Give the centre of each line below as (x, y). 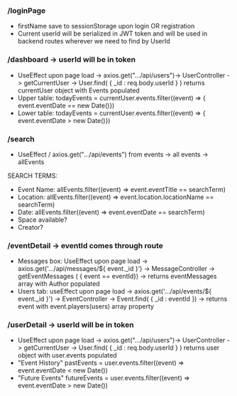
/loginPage (27, 11)
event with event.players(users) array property (86, 306)
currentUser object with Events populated (78, 90)
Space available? (42, 220)
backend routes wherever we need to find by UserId (94, 41)
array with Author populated (59, 284)
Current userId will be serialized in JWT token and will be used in (112, 33)
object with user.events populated (67, 355)
